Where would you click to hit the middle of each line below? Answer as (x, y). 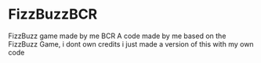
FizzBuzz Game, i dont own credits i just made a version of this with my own (131, 44)
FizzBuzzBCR (53, 14)
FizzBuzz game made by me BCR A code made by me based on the (117, 36)
